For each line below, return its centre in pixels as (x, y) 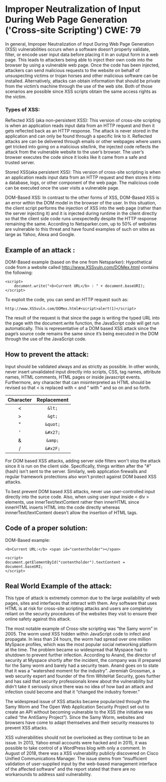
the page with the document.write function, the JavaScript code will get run (82, 323)
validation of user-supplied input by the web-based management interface (81, 764)
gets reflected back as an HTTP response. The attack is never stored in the (82, 131)
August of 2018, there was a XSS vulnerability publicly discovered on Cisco (82, 753)
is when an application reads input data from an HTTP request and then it (80, 126)
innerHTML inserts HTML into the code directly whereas (62, 507)
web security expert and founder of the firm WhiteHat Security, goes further (83, 676)
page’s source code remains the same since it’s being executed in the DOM (82, 334)
